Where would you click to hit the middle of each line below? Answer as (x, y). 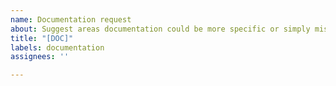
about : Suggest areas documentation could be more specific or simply (160, 29)
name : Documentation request (71, 19)
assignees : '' (40, 57)
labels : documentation (57, 47)
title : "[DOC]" (42, 38)
